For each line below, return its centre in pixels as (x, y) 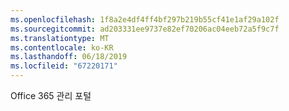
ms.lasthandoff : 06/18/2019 (69, 57)
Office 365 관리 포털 (51, 95)
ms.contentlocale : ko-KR (62, 47)
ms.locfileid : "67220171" (64, 66)
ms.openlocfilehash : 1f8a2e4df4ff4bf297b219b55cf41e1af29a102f (145, 19)
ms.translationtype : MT (60, 38)
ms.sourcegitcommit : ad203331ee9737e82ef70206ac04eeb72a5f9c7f (145, 29)
